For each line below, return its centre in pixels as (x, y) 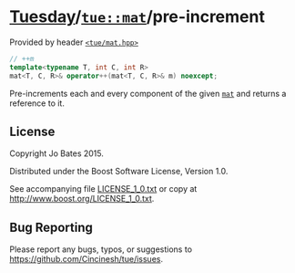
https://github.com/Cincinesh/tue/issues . (86, 259)
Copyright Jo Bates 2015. (57, 153)
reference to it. (37, 103)
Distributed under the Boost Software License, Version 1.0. (119, 172)
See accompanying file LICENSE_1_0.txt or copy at (103, 189)
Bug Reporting (51, 227)
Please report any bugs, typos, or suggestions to (101, 249)
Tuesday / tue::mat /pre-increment (137, 17)
